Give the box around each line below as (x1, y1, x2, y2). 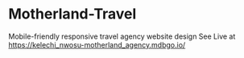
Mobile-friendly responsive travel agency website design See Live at (8, 31, 236, 41)
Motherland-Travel (8, 5, 137, 23)
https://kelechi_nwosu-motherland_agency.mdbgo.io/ (8, 39, 186, 49)
